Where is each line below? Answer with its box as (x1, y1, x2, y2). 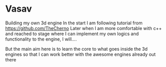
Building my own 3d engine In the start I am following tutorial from (5, 20, 143, 26)
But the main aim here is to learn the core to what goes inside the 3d (5, 46, 148, 52)
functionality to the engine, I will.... (5, 36, 77, 42)
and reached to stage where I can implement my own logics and (5, 30, 139, 37)
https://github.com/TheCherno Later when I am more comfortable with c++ (5, 25, 162, 31)
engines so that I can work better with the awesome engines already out (5, 51, 156, 57)
